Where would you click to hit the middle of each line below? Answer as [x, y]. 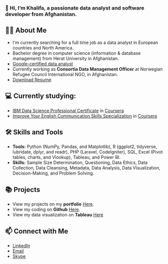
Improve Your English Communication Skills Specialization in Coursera [85, 116]
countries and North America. [43, 47]
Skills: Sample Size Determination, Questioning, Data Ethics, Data [80, 162]
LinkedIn [21, 245]
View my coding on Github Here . [46, 209]
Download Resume [32, 79]
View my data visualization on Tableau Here [58, 215]
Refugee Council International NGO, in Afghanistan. [65, 74]
